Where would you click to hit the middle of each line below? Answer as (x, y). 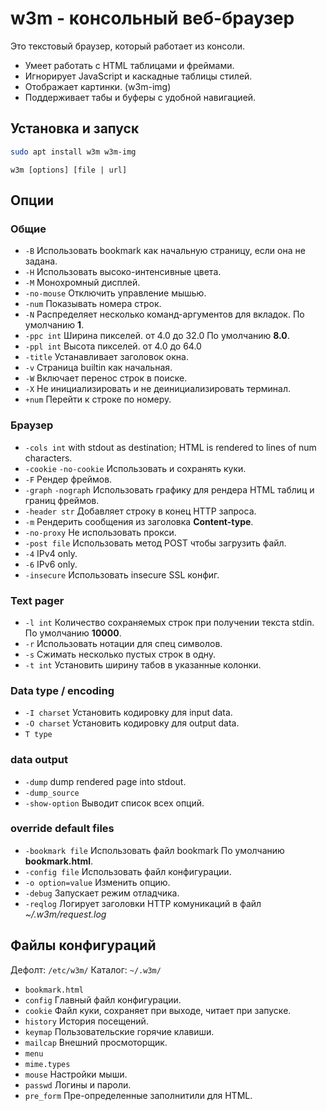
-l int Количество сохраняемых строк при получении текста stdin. (169, 622)
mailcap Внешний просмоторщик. (96, 1042)
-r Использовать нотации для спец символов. (123, 643)
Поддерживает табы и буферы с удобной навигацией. (140, 97)
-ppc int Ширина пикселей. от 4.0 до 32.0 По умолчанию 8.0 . (157, 336)
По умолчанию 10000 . (73, 633)
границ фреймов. (62, 500)
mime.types (47, 1064)
